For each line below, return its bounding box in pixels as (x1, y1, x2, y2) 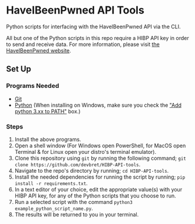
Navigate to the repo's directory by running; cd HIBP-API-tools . (14, 167, 169, 174)
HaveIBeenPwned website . (6, 47, 72, 54)
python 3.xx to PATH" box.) (14, 107, 81, 115)
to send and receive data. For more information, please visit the (6, 41, 160, 48)
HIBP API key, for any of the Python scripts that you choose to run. (14, 192, 176, 199)
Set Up (6, 64, 31, 74)
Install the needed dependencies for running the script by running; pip (14, 173, 186, 180)
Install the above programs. (14, 136, 81, 143)
